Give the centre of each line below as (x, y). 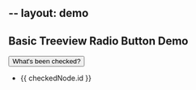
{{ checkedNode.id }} (55, 78)
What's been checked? (47, 61)
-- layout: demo (49, 13)
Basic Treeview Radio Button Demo (98, 41)
